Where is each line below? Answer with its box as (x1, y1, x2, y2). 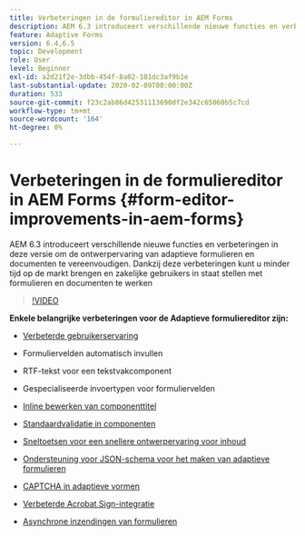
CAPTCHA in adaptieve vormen (22, 481, 141, 491)
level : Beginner (9, 65, 71, 74)
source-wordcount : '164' (9, 114, 103, 124)
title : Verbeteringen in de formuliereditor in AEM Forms (9, 13, 233, 23)
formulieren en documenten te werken (9, 277, 152, 288)
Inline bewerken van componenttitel (22, 401, 157, 412)
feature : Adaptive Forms (9, 30, 103, 39)
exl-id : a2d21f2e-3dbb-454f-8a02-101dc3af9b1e (9, 73, 189, 82)
